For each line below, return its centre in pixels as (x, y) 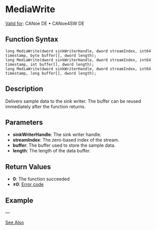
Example (19, 200)
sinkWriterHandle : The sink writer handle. (57, 135)
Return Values (28, 167)
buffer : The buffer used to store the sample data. (64, 145)
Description (24, 89)
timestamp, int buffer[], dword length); (50, 64)
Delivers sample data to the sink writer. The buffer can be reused (73, 101)
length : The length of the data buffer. (52, 151)
